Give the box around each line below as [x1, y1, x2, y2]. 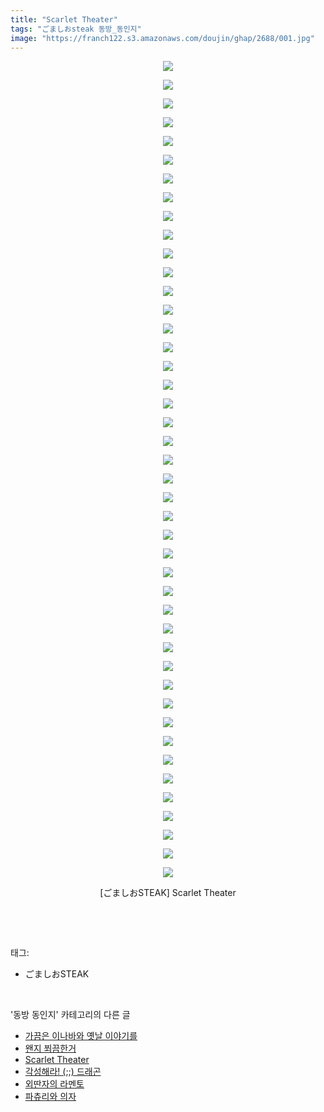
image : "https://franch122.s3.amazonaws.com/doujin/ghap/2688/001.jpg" [10, 33, 315, 43]
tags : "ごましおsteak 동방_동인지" [10, 24, 142, 34]
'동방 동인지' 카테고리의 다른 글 [10, 1009, 131, 1021]
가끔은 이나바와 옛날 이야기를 [24, 1030, 138, 1042]
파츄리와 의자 [24, 1091, 77, 1103]
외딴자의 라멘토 [24, 1078, 85, 1090]
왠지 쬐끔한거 [24, 1042, 77, 1055]
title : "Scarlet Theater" [10, 14, 118, 25]
